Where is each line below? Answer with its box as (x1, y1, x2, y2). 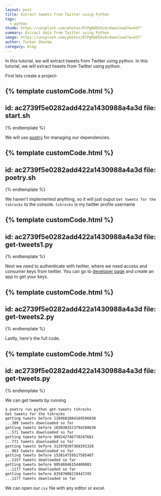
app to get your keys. (5, 274, 48, 280)
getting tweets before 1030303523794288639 (5, 425, 96, 431)
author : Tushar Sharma (5, 40, 52, 45)
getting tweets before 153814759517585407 (5, 453, 94, 458)
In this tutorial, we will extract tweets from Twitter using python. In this (5, 58, 148, 63)
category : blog (5, 44, 37, 49)
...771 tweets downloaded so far (5, 439, 74, 444)
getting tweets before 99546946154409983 (5, 462, 92, 467)
